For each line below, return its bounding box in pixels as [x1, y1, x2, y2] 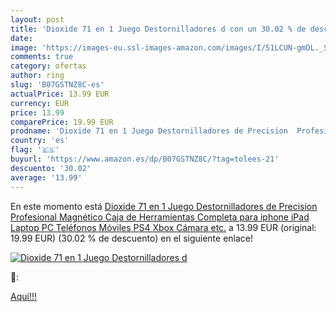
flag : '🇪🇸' [10, 145, 60, 155]
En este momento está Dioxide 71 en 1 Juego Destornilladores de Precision [10, 200, 318, 212]
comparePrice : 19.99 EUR [10, 117, 114, 127]
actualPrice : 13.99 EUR [10, 89, 110, 99]
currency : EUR [10, 98, 70, 108]
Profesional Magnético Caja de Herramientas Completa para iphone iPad [10, 211, 310, 223]
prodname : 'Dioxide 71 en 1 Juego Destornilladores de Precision [10, 126, 288, 136]
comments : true [10, 52, 74, 62]
